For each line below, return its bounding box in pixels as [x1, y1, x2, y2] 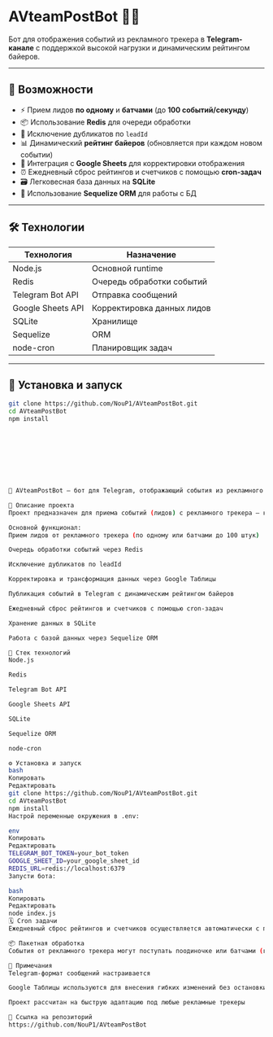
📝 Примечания [8, 961, 53, 969]
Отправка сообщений [92, 289, 178, 300]
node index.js [8, 909, 57, 918]
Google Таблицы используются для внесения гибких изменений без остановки [8, 984, 267, 992]
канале [8, 42, 34, 52]
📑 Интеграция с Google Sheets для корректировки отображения [19, 158, 245, 168]
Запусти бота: [8, 872, 57, 880]
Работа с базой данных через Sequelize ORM [8, 634, 158, 642]
